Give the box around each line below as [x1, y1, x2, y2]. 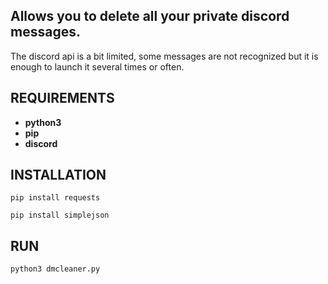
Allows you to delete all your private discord [10, 8, 290, 25]
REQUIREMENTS [10, 90, 115, 107]
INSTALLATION [10, 167, 107, 184]
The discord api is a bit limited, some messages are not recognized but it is [10, 50, 319, 62]
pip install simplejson [10, 210, 110, 221]
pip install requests [10, 193, 101, 203]
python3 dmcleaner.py [10, 264, 101, 274]
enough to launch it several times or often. [10, 60, 185, 73]
